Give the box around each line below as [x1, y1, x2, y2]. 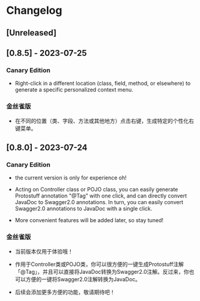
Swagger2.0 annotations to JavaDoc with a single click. [14, 205, 153, 213]
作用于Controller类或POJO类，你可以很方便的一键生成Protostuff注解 [14, 260, 184, 268]
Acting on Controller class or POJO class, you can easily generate [14, 186, 178, 193]
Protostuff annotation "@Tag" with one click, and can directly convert [14, 192, 187, 199]
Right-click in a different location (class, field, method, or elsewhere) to [14, 79, 191, 87]
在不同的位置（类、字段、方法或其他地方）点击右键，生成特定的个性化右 [14, 117, 194, 124]
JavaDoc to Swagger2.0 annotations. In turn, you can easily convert [14, 199, 183, 206]
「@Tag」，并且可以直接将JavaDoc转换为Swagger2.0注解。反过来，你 [14, 268, 189, 275]
